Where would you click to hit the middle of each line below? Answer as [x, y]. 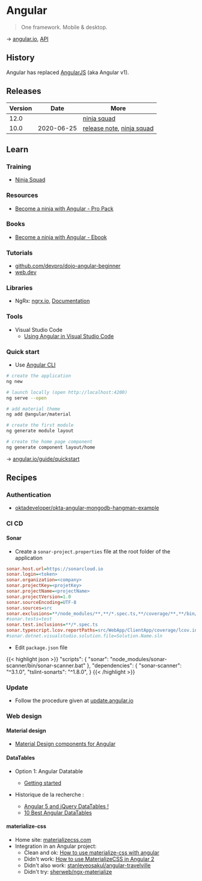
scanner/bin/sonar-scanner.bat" [46, 665]
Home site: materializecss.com [53, 839]
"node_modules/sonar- [139, 659]
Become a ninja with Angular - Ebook [61, 237]
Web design [24, 716]
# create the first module [40, 425]
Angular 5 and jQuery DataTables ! [66, 806]
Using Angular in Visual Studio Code [69, 336]
